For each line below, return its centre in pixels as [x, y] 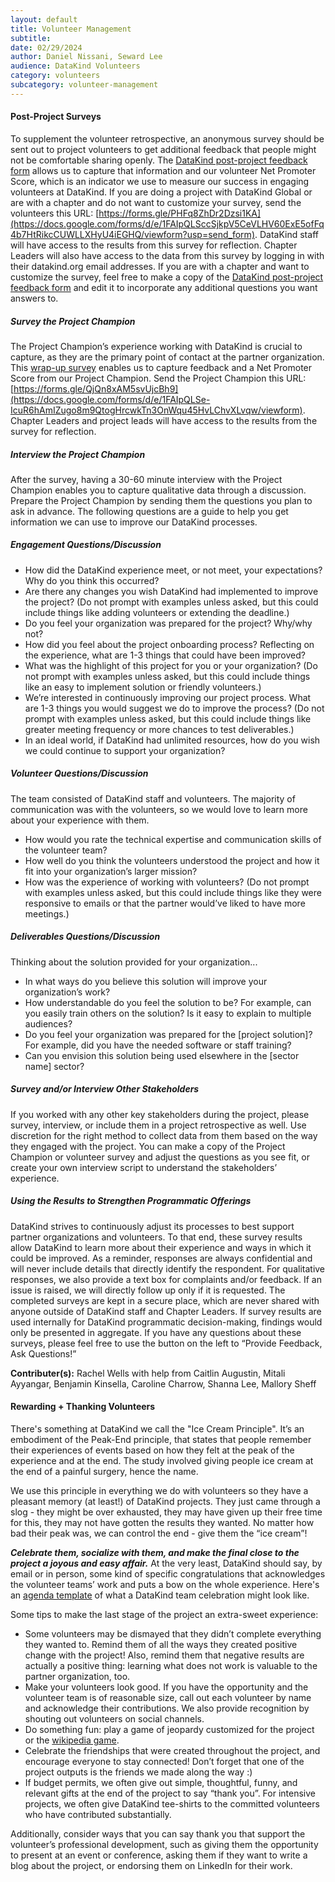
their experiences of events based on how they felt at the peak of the [152, 1450]
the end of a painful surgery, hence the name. [104, 1471]
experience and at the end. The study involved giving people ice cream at [162, 1460]
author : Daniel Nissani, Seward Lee [86, 57]
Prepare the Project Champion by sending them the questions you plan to [161, 500]
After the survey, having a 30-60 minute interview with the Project [146, 479]
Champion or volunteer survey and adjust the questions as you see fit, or [160, 1157]
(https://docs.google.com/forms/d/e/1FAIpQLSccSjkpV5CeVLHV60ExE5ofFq [167, 223]
